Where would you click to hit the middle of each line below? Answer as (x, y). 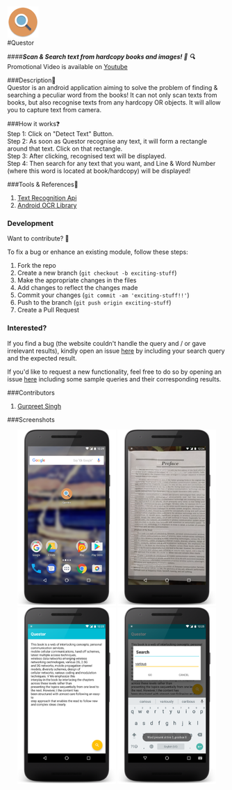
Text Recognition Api (47, 198)
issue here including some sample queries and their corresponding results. (114, 379)
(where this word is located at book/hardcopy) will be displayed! (99, 171)
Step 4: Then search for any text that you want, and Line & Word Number (111, 164)
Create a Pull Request (48, 310)
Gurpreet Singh (39, 406)
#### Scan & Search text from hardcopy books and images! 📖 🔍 (101, 56)
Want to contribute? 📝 (38, 238)
